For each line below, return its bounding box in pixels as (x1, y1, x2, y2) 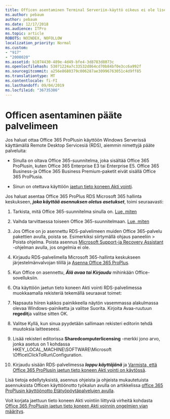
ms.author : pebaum (5, 12, 44, 17)
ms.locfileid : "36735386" (5, 87, 60, 93)
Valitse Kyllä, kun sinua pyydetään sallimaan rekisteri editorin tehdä (12, 321, 153, 327)
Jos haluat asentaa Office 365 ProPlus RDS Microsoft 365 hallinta (5, 193, 142, 199)
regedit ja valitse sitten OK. (12, 310, 68, 317)
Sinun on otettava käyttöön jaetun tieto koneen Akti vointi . (12, 184, 133, 190)
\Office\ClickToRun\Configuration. (12, 352, 83, 358)
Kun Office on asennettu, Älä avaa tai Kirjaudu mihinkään (12, 269, 134, 275)
